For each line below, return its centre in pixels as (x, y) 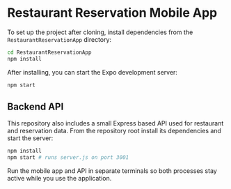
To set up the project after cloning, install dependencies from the (100, 32)
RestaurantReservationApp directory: (59, 39)
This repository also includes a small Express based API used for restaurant (115, 123)
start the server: (30, 138)
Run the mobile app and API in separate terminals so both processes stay (112, 171)
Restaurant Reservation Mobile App (112, 13)
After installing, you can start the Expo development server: (92, 72)
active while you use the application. (59, 179)
